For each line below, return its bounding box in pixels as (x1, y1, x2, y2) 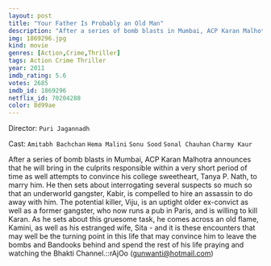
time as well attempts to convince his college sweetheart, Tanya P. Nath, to (8, 172, 258, 182)
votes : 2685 (8, 79, 48, 87)
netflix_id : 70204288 (8, 94, 81, 102)
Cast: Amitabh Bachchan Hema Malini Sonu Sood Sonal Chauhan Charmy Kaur (8, 139, 252, 149)
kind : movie (8, 42, 48, 50)
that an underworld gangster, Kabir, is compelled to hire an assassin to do (8, 189, 253, 198)
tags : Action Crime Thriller (8, 57, 106, 65)
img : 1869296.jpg (8, 34, 67, 43)
